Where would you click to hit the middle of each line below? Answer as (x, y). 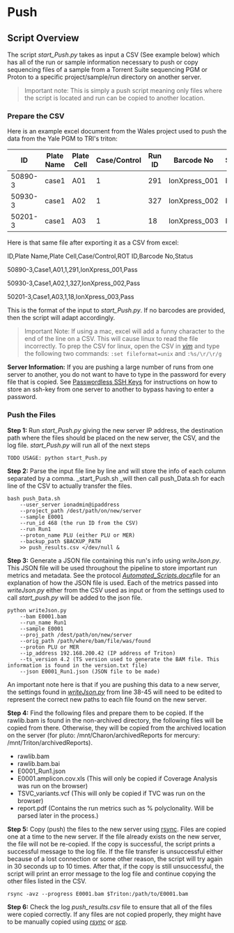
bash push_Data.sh (34, 498)
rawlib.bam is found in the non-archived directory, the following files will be (115, 720)
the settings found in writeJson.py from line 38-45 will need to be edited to (115, 692)
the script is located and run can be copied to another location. (115, 98)
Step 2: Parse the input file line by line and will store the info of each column (117, 471)
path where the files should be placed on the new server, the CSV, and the (114, 437)
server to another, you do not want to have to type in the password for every (117, 375)
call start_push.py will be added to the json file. (75, 598)
